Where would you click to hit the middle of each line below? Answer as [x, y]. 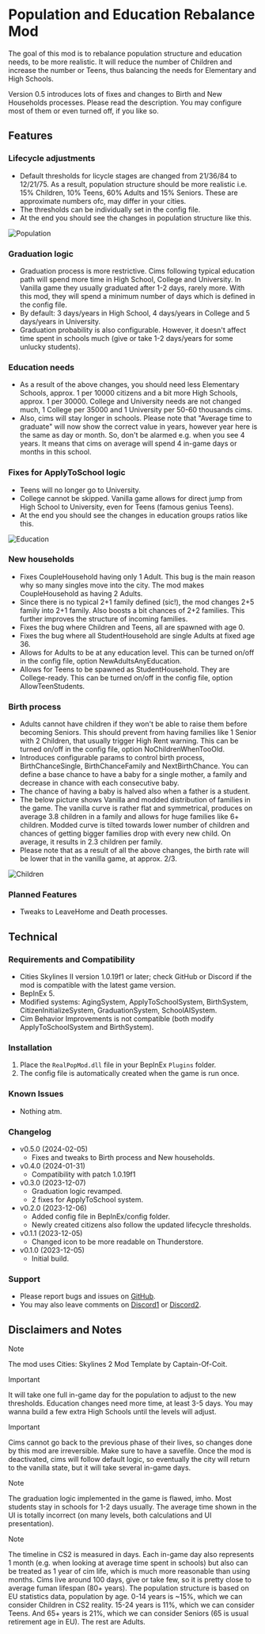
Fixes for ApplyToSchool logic [67, 473]
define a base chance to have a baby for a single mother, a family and [133, 775]
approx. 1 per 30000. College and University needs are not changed [130, 401]
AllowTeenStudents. [52, 686]
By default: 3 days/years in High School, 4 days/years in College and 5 [135, 313]
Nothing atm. [41, 1111]
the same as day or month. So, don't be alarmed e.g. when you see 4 [132, 435]
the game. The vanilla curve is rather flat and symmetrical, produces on [136, 808]
